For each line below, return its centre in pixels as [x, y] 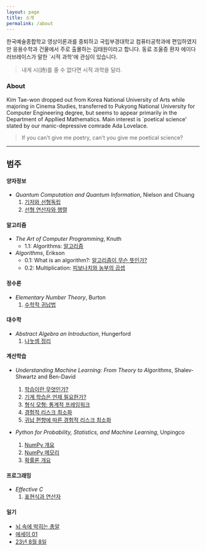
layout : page [23, 12]
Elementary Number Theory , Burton [60, 297]
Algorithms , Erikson [40, 253]
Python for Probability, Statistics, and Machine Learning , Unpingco [100, 432]
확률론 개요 [37, 460]
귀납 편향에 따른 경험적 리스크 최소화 [68, 420]
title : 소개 [21, 18]
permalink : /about [30, 23]
